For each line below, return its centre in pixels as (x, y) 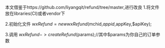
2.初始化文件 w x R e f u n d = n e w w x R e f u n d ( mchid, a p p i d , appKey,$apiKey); (79, 24)
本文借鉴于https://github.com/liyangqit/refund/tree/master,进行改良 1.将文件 (82, 7)
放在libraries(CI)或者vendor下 (35, 13)
